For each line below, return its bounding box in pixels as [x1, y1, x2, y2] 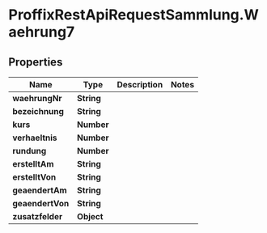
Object [76, 211, 104, 222]
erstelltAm [12, 159, 54, 169]
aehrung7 [8, 23, 75, 41]
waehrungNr [12, 93, 62, 104]
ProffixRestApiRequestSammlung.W [8, 6, 259, 24]
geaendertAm [12, 184, 67, 196]
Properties [8, 55, 63, 69]
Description [117, 79, 163, 90]
